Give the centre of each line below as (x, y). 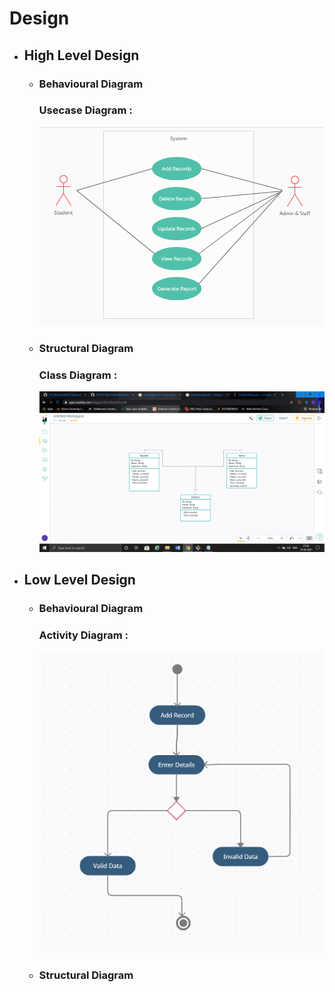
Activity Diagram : (83, 635)
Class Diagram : (78, 375)
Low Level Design (79, 579)
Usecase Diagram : (85, 110)
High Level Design (81, 55)
